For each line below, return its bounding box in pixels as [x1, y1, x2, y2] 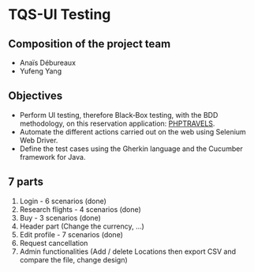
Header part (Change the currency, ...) [19, 221, 144, 231]
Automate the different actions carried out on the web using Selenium [19, 127, 246, 136]
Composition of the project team [8, 37, 171, 51]
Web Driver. [19, 135, 58, 145]
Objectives [8, 89, 63, 103]
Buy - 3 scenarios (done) [19, 213, 101, 222]
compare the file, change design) [19, 255, 128, 264]
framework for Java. [19, 152, 86, 161]
